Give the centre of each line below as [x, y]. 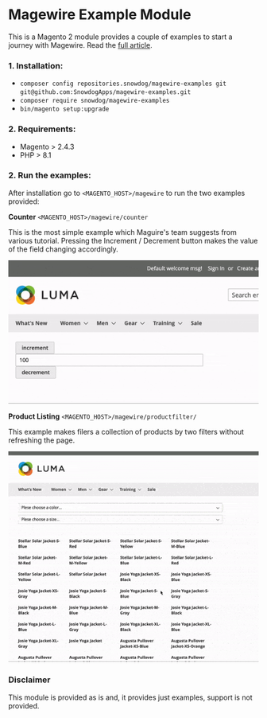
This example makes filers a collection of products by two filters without [126, 431]
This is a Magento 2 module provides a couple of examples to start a [120, 37]
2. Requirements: [42, 129]
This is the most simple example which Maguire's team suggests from [122, 232]
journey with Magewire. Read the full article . [80, 45]
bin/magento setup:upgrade [64, 109]
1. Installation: [36, 65]
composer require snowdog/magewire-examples [95, 101]
